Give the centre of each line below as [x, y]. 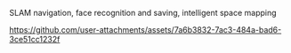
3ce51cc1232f [35, 39]
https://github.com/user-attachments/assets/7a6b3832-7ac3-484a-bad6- [145, 30]
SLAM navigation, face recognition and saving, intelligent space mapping [143, 13]
